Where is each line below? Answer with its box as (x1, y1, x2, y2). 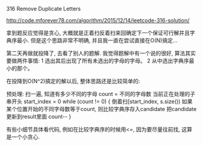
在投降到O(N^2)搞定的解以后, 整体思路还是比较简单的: (6, 78, 141, 84)
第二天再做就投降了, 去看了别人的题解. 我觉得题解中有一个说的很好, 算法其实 (6, 49, 196, 57)
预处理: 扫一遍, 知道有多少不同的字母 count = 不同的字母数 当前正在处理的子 (6, 90, 196, 97)
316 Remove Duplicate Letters (6, 5, 81, 12)
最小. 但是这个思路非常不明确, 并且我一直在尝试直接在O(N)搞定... (16, 37, 178, 44)
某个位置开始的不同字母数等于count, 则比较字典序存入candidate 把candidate (6, 106, 197, 112)
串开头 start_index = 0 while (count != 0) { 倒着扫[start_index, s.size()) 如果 (6, 98, 193, 105)
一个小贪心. (11, 133, 41, 141)
